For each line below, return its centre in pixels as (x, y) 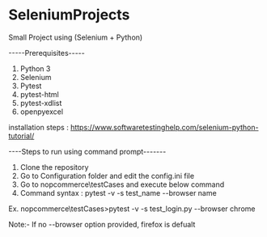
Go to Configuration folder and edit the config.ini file (107, 176)
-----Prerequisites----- (47, 53)
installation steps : (38, 127)
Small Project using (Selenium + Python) (76, 37)
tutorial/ (21, 136)
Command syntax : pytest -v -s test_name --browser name (118, 193)
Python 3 (35, 68)
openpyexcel (41, 112)
